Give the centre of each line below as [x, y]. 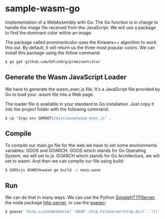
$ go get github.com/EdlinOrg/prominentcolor [53, 62]
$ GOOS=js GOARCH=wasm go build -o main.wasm [53, 170]
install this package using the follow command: [53, 53]
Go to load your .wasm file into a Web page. [50, 94]
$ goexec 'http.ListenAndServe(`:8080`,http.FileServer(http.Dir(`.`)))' [83, 212]
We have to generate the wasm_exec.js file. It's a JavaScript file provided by [83, 89]
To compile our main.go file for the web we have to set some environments [81, 146]
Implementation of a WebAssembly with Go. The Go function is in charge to [82, 22]
